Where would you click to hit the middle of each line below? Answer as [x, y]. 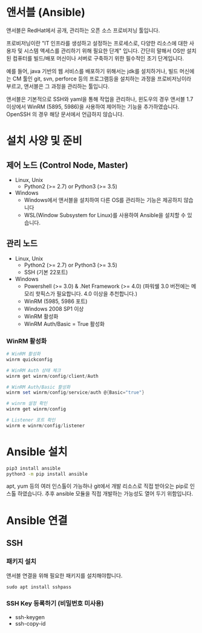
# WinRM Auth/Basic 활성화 [38, 387]
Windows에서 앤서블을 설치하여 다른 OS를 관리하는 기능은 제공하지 [103, 200]
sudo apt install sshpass [39, 587]
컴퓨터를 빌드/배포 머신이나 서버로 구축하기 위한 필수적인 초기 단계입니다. [98, 58]
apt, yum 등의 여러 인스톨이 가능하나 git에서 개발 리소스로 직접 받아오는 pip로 [97, 486]
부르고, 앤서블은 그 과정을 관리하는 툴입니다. [58, 86]
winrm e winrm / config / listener [46, 426]
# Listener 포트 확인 [31, 420]
